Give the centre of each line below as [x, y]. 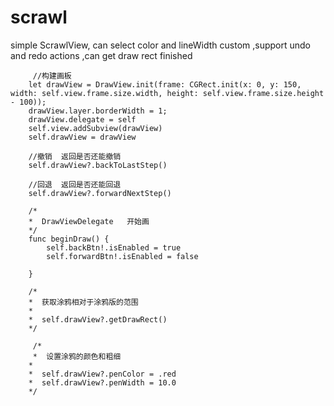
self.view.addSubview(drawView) [95, 128]
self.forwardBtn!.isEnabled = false [122, 256]
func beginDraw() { [69, 239]
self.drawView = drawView [82, 137]
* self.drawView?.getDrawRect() [98, 319]
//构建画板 [52, 76]
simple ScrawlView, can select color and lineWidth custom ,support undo [161, 45]
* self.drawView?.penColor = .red [102, 374]
